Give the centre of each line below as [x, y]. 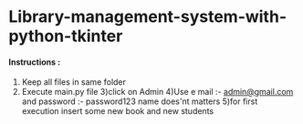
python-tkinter [66, 36]
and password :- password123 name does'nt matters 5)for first [140, 101]
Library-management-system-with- [148, 17]
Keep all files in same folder [74, 82]
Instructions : [35, 62]
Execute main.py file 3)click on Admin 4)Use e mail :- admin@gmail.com [157, 92]
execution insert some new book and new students [118, 111]
